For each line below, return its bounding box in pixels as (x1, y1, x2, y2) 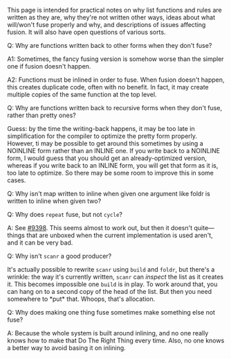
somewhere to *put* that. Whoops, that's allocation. (7, 295, 156, 303)
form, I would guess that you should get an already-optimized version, (7, 154, 207, 162)
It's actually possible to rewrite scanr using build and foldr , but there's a (7, 265, 215, 273)
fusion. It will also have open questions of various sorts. (7, 28, 166, 36)
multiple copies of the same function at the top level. (7, 90, 157, 98)
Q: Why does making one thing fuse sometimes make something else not (7, 308, 216, 316)
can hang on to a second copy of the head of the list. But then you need (7, 288, 212, 295)
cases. (7, 176, 26, 184)
